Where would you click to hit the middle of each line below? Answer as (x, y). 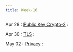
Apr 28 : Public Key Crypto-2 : (37, 24)
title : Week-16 (21, 10)
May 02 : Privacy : (24, 44)
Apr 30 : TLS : (20, 34)
